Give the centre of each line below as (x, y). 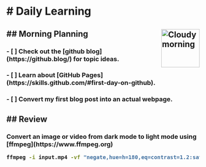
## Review (27, 119)
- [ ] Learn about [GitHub (44, 75)
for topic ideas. (96, 59)
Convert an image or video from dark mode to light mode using (102, 136)
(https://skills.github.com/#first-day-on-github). (81, 83)
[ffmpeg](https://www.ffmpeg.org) (60, 144)
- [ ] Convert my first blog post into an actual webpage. (90, 99)
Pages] (92, 75)
